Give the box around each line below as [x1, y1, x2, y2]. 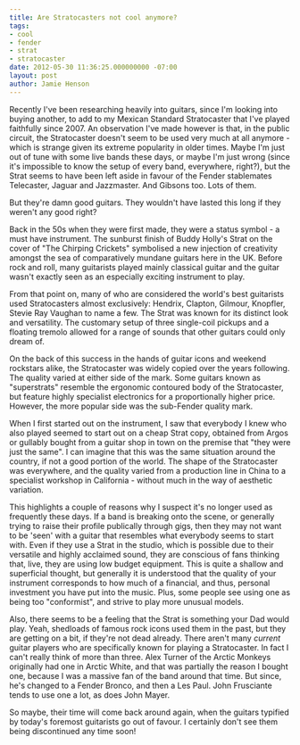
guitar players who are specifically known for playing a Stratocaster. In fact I [9, 642, 289, 652]
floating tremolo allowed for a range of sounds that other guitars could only [9, 327, 286, 337]
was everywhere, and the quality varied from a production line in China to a [9, 465, 286, 476]
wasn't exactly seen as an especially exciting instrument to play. [9, 271, 246, 282]
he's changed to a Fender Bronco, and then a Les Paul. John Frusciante [9, 680, 272, 691]
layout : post [9, 71, 58, 80]
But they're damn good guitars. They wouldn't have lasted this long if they [9, 197, 281, 208]
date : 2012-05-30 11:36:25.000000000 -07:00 [9, 63, 178, 72]
